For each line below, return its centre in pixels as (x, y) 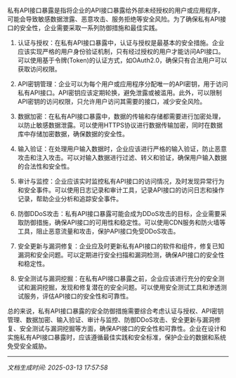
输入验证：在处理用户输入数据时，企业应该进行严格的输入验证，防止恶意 (122, 149)
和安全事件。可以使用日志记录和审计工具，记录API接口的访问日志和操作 (121, 190)
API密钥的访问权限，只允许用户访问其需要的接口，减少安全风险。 (112, 101)
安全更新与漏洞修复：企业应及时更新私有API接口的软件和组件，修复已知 (121, 246)
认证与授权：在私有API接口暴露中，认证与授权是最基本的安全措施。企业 (121, 43)
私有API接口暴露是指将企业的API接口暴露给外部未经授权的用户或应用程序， (116, 10)
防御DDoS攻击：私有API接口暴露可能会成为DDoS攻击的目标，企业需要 (119, 214)
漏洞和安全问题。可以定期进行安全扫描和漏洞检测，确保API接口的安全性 (121, 255)
